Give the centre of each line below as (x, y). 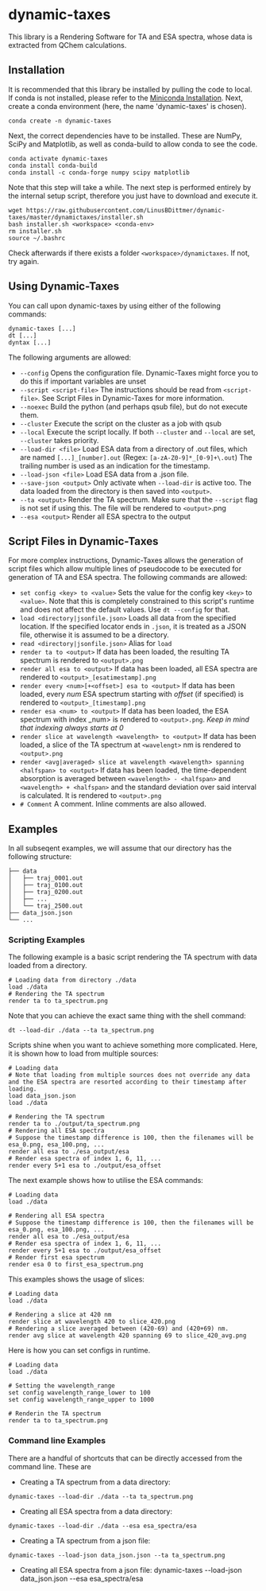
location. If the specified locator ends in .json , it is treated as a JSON (133, 627)
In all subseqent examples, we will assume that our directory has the (120, 848)
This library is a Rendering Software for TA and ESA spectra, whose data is (130, 37)
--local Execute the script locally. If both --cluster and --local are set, (137, 432)
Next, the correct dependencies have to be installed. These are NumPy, (125, 135)
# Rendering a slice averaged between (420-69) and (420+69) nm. (118, 1329)
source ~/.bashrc (37, 238)
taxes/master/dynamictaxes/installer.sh (76, 217)
